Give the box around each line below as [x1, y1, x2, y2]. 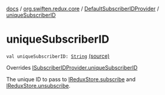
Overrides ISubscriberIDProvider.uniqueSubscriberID [6, 64, 138, 71]
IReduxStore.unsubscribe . [6, 82, 71, 89]
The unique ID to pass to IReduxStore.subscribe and [6, 75, 136, 83]
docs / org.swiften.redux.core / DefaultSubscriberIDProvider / [6, 5, 160, 12]
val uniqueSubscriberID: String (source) [6, 52, 110, 60]
